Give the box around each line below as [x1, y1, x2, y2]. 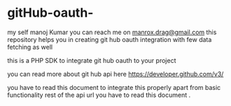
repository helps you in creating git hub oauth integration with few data [7, 35, 212, 43]
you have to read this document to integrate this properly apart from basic [7, 83, 221, 91]
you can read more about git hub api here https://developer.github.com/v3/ [7, 70, 224, 78]
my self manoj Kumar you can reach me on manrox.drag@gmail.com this [7, 28, 217, 36]
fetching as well [7, 43, 53, 51]
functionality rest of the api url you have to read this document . [7, 91, 191, 99]
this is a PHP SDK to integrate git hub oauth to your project [7, 56, 176, 64]
